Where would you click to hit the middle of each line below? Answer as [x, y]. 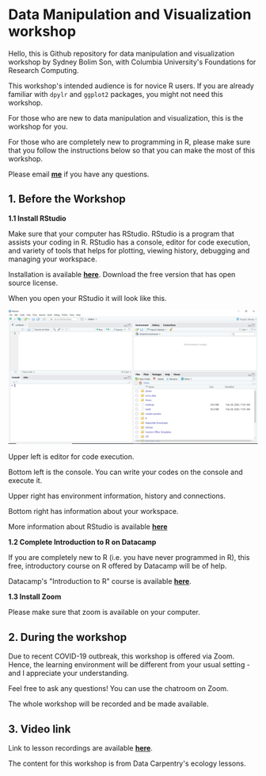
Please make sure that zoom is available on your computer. [104, 612]
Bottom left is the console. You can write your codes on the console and [125, 472]
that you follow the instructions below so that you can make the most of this [132, 150]
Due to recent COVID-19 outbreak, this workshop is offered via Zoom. [122, 656]
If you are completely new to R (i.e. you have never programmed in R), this [129, 558]
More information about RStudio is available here [88, 527]
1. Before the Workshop [67, 199]
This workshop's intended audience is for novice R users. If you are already [131, 86]
